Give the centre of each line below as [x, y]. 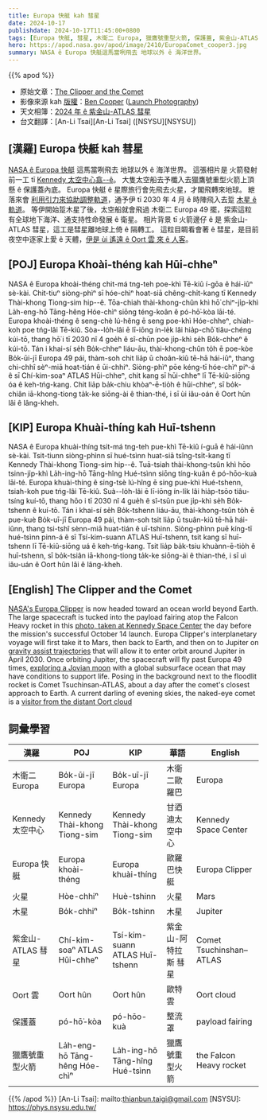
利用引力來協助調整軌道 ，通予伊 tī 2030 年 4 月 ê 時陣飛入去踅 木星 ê [143, 199]
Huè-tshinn [134, 896]
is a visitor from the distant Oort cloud [70, 702]
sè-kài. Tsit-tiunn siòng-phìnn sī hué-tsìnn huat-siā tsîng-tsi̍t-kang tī [119, 456]
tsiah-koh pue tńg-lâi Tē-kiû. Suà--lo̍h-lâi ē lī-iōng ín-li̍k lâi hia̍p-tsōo [120, 492]
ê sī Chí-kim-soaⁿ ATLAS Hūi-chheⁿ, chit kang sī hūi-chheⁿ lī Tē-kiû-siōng [129, 375]
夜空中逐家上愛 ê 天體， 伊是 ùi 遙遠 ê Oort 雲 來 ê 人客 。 [101, 239]
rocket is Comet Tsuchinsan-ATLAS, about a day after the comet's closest [129, 685]
